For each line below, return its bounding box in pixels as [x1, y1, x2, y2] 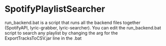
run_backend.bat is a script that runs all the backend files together [4, 20, 141, 25]
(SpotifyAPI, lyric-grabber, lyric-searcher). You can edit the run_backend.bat [4, 24, 161, 30]
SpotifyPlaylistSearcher [4, 3, 105, 15]
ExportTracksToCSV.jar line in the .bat [4, 35, 82, 41]
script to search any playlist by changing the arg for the [4, 30, 118, 36]
